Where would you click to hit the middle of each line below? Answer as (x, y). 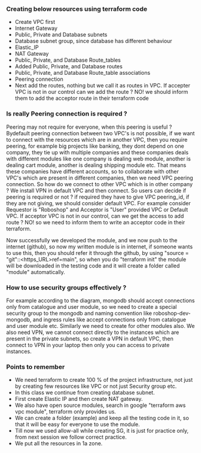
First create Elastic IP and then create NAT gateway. (79, 399)
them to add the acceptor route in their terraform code (82, 98)
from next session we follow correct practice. (71, 437)
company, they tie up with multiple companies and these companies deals (98, 152)
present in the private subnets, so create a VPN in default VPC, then (90, 338)
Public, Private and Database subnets (61, 35)
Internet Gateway (36, 28)
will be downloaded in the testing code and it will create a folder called (93, 266)
